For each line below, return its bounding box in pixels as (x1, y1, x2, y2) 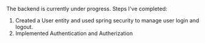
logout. (15, 24, 34, 30)
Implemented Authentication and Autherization (15, 30, 133, 37)
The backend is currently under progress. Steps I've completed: (6, 5, 168, 12)
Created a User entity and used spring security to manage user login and (15, 17, 199, 24)
